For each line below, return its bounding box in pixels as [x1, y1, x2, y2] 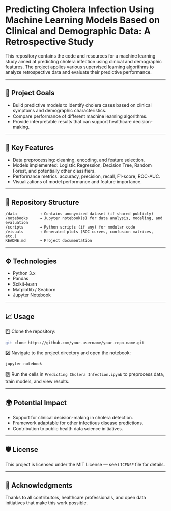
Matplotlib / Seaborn [12, 287, 56, 293]
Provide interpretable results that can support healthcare [12, 118, 132, 124]
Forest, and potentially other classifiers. [12, 167, 96, 174]
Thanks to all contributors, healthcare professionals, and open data [5, 495, 146, 501]
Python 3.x [12, 270, 36, 276]
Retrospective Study [5, 36, 94, 48]
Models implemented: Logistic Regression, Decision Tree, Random [12, 162, 152, 168]
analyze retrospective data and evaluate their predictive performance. [5, 69, 152, 75]
